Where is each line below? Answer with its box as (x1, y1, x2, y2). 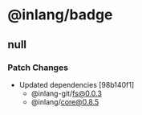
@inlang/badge (7, 6, 113, 24)
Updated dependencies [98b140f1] (18, 80, 135, 89)
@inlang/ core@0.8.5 (30, 97, 99, 106)
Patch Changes (7, 62, 69, 73)
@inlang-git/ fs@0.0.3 (30, 88, 102, 98)
